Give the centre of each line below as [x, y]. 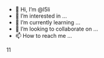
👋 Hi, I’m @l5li [33, 9]
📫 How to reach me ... [43, 36]
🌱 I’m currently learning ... [48, 22]
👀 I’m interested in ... [41, 16]
